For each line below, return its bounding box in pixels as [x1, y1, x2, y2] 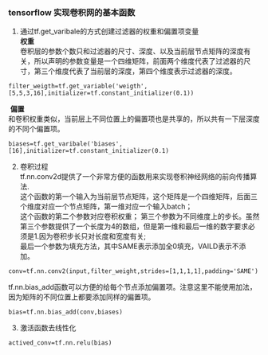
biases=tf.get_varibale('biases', [8, 140, 124, 148]
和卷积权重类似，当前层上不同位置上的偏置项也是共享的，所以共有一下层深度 [8, 114, 260, 124]
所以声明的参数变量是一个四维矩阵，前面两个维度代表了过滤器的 [33, 57, 244, 66]
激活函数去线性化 [19, 323, 77, 333]
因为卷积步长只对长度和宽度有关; [38, 232, 146, 241]
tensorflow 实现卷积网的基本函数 [8, 6, 136, 18]
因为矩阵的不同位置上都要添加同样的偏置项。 [8, 292, 156, 302]
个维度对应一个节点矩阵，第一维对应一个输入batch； [19, 201, 193, 212]
